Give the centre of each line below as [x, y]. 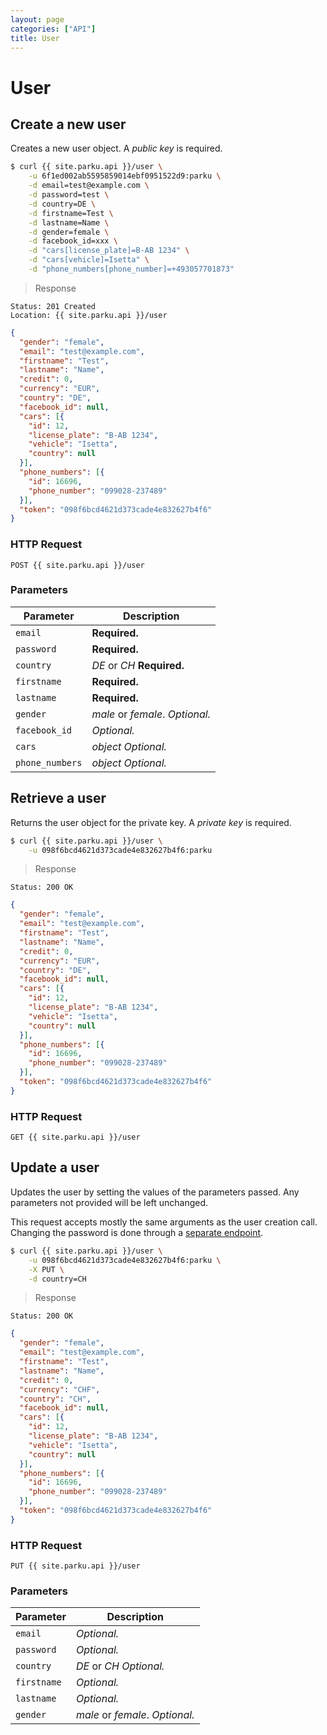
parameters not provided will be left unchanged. [109, 1202]
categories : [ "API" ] [53, 29]
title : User [35, 38]
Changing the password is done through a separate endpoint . [137, 1232]
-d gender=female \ [69, 232]
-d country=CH [57, 1279]
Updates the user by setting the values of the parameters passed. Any [155, 1192]
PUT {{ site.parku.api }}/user [75, 1566]
